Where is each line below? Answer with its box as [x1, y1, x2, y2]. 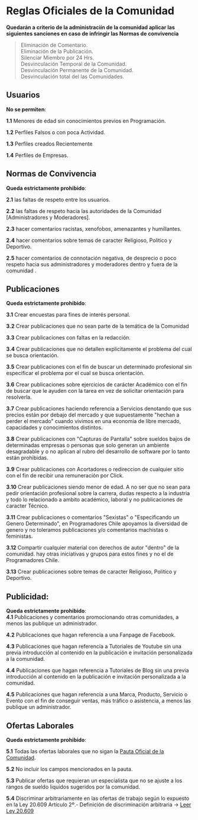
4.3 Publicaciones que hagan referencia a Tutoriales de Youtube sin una [6, 643, 182, 650]
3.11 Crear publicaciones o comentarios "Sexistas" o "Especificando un [6, 514, 180, 521]
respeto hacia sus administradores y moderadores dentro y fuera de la [6, 260, 178, 267]
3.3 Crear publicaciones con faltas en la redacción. [6, 334, 131, 341]
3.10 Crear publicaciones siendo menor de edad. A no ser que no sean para [6, 483, 191, 490]
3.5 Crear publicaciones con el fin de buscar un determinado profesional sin [6, 363, 192, 370]
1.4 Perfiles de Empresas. [6, 151, 69, 159]
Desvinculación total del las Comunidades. [20, 73, 125, 80]
